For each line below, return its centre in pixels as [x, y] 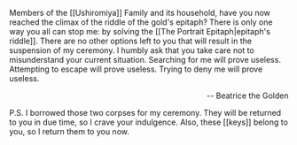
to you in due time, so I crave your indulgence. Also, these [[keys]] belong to [148, 122]
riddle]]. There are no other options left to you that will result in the [131, 41]
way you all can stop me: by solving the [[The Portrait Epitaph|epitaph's [140, 31]
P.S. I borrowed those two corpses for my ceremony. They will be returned [145, 113]
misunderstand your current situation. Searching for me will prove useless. [145, 60]
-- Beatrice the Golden [248, 95]
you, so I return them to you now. [70, 131]
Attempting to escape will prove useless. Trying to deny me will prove [136, 69]
